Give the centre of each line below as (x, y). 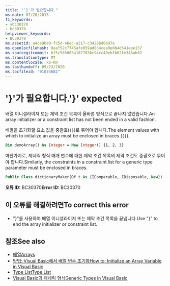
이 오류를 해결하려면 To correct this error (67, 205)
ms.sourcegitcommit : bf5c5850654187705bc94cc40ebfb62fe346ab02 (74, 53)
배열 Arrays (24, 255)
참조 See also (25, 241)
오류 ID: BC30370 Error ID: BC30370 (43, 187)
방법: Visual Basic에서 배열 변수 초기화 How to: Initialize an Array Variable (87, 261)
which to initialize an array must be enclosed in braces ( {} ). (67, 135)
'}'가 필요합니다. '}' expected (64, 99)
